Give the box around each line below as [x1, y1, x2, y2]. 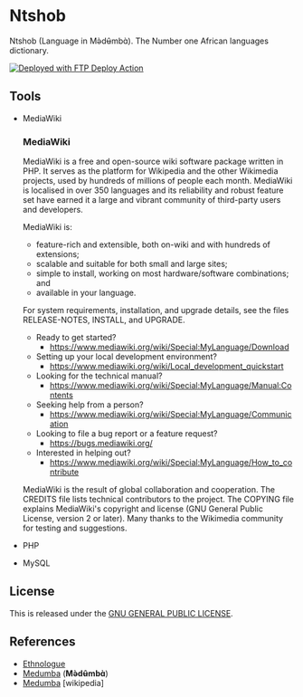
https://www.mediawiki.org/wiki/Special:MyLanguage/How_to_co [49, 457, 293, 468]
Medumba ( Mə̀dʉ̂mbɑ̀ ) [22, 667, 109, 679]
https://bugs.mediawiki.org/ [49, 438, 154, 449]
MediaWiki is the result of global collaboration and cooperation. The [22, 484, 276, 495]
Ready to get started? [35, 332, 117, 343]
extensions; [35, 249, 80, 260]
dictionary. [9, 44, 50, 55]
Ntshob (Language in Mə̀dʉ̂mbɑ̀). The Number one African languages [9, 35, 270, 46]
